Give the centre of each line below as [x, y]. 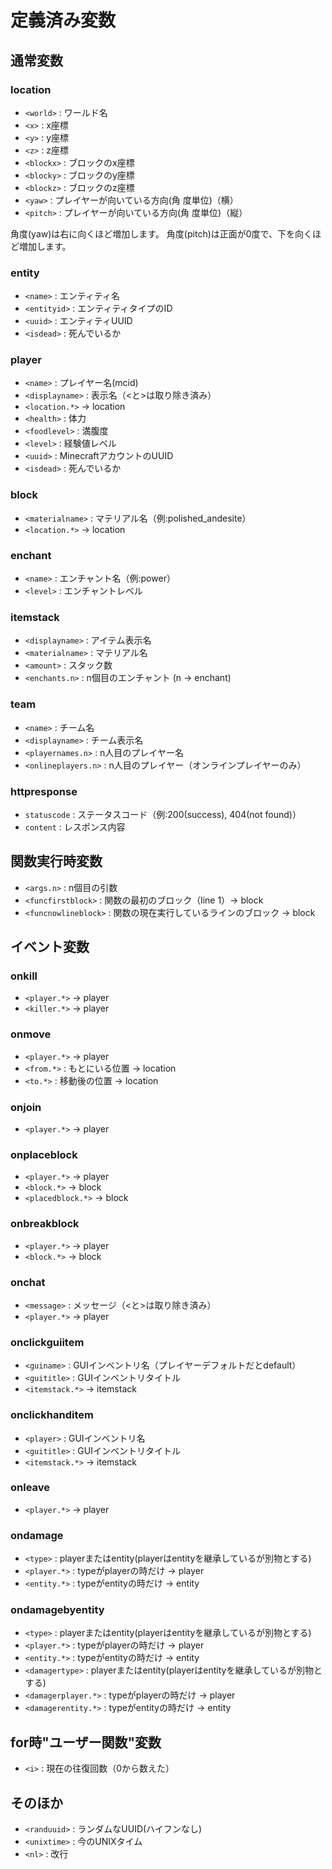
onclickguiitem [47, 1342]
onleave [30, 1488]
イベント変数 [50, 947]
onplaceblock [44, 1154]
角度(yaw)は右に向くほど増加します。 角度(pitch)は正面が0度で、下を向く [161, 233]
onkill [24, 976]
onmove [31, 1034]
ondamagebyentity [57, 1610]
